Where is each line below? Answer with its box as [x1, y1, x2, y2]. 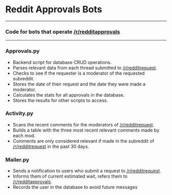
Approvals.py [5, 48, 40, 55]
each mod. [12, 132, 36, 139]
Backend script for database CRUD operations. [12, 59, 112, 65]
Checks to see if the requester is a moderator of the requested [12, 70, 145, 76]
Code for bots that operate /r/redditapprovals [5, 28, 120, 35]
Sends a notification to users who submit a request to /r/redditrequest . [12, 168, 161, 174]
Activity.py [5, 110, 34, 117]
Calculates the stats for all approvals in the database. [12, 92, 125, 98]
